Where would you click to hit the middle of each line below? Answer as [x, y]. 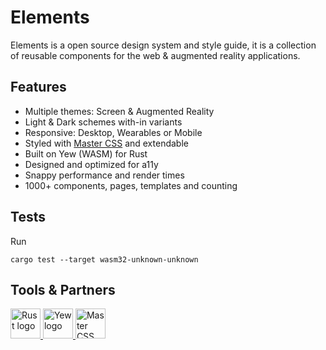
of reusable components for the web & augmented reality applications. [155, 55]
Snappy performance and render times [104, 175]
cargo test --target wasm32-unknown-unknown [104, 259]
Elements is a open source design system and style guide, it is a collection [163, 45]
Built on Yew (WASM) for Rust [86, 153]
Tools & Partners [63, 289]
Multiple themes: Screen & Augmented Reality [119, 111]
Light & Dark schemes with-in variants [103, 122]
